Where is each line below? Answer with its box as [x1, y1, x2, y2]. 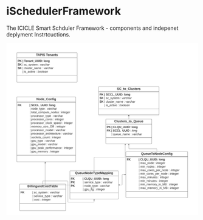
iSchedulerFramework [6, 4, 122, 18]
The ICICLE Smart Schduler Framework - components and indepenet [6, 24, 179, 32]
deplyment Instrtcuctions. [6, 30, 71, 38]
